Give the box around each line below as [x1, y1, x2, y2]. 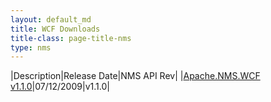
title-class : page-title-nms [10, 33, 132, 43]
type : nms [10, 42, 52, 53]
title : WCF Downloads [10, 24, 101, 34]
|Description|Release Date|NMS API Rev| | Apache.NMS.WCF [10, 70, 261, 82]
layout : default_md [10, 14, 92, 25]
